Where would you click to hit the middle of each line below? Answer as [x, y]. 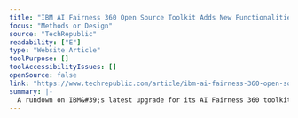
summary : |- [31, 91]
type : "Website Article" [55, 51]
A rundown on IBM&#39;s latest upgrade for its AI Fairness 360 [138, 100]
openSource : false [43, 75]
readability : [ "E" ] [45, 42]
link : [19, 83]
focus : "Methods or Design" [61, 26]
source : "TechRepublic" [53, 34]
